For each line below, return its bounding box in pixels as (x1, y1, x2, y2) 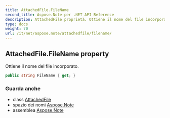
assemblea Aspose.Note (12, 107, 64, 113)
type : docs (5, 21, 28, 27)
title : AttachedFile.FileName (5, 7, 69, 13)
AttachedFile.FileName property (5, 50, 109, 58)
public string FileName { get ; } (5, 73, 76, 78)
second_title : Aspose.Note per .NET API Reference (5, 12, 114, 17)
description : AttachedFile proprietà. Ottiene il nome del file (5, 17, 144, 22)
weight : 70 (5, 26, 28, 31)
